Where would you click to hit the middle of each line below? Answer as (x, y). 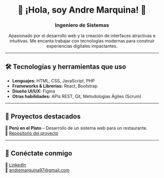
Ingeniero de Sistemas (82, 25)
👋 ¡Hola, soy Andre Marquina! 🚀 (82, 10)
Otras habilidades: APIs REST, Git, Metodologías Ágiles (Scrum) (77, 97)
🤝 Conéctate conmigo (39, 153)
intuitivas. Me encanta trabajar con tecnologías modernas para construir (82, 41)
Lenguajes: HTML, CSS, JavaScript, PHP (53, 81)
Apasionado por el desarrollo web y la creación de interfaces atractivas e (82, 36)
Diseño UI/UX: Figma (33, 91)
